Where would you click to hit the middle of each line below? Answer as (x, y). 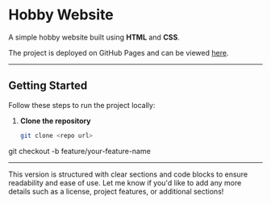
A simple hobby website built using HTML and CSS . (94, 37)
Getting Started (48, 86)
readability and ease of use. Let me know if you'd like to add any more (125, 182)
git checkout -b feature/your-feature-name (79, 151)
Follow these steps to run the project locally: (82, 105)
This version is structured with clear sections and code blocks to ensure (128, 174)
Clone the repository (55, 121)
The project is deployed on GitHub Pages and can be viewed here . (119, 52)
